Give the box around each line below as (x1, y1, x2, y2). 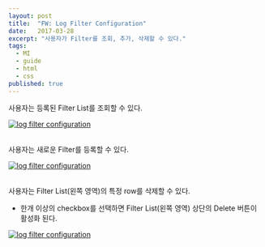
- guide (15, 57, 42, 66)
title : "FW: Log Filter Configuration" (8, 19, 147, 28)
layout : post (8, 11, 53, 20)
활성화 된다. (19, 213, 58, 223)
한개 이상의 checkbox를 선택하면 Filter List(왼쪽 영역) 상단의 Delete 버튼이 (19, 203, 258, 213)
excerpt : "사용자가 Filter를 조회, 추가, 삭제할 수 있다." (8, 34, 186, 43)
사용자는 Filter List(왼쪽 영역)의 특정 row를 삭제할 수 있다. (8, 185, 190, 195)
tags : (8, 42, 27, 50)
